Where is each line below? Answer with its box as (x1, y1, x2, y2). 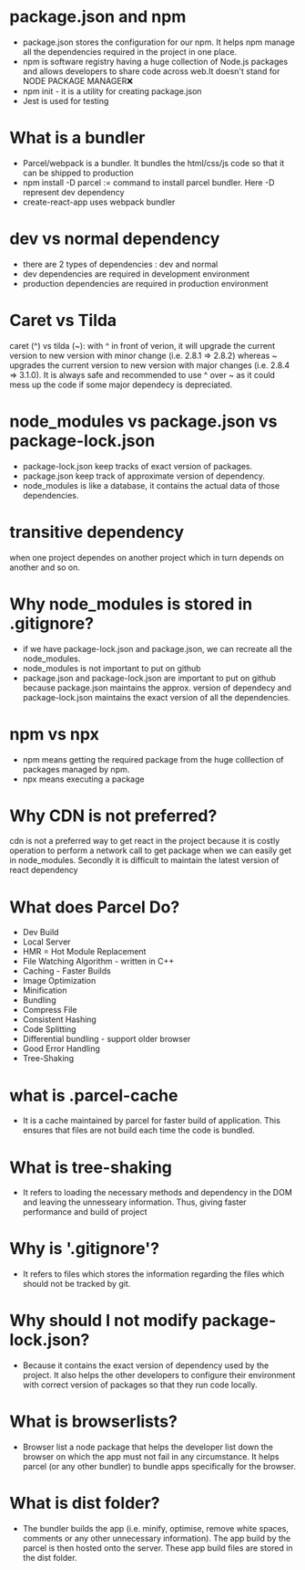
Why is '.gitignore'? (9, 1238, 160, 1259)
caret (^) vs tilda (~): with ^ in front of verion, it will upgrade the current (9, 340, 276, 351)
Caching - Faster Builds (22, 965, 111, 976)
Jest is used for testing (22, 95, 109, 106)
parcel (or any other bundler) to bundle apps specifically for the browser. (22, 1461, 296, 1472)
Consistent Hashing (22, 1014, 97, 1025)
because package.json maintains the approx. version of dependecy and (22, 682, 292, 693)
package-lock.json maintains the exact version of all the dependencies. (22, 691, 291, 702)
